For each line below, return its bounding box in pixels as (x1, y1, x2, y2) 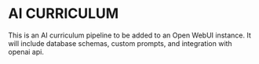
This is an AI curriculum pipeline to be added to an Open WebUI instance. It (8, 30, 251, 40)
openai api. (8, 47, 45, 56)
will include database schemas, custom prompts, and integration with (8, 38, 233, 48)
